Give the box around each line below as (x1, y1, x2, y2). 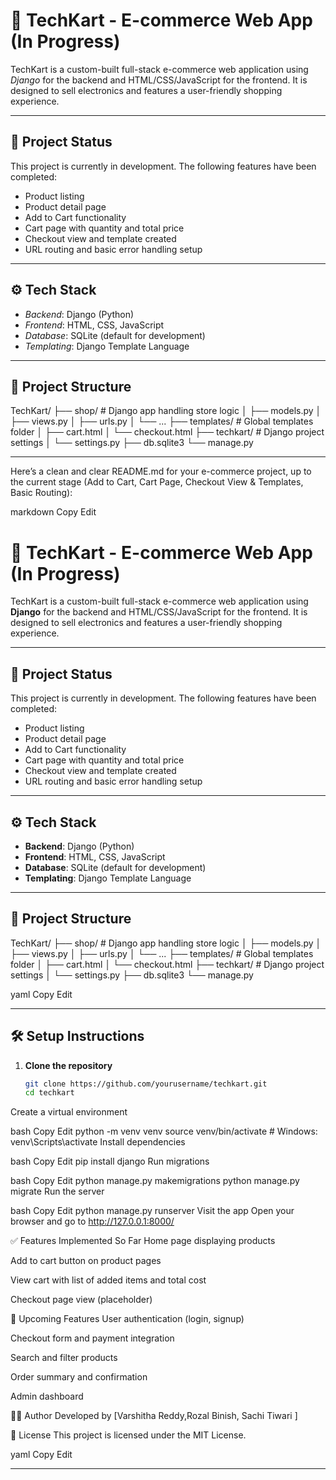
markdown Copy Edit (10, 506, 97, 518)
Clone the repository (24, 1059, 113, 1071)
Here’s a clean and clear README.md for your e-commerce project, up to (10, 465, 312, 478)
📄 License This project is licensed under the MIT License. (10, 1429, 247, 1441)
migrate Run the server (10, 1185, 105, 1198)
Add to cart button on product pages (10, 1255, 162, 1267)
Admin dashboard (10, 1390, 84, 1403)
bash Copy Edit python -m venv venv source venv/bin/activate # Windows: (10, 1125, 318, 1138)
